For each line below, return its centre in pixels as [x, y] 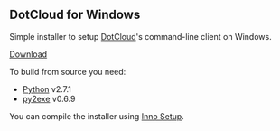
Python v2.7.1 [47, 89]
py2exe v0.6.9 [49, 98]
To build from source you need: [68, 71]
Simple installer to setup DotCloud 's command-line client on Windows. [141, 36]
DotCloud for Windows [75, 15]
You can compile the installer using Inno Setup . [97, 116]
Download [28, 54]
